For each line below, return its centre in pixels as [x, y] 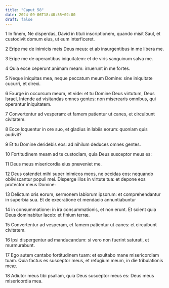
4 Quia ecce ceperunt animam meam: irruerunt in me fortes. [68, 68]
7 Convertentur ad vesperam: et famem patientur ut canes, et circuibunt [80, 114]
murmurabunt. [20, 245]
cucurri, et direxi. [23, 84]
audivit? [13, 135]
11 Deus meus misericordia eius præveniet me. [54, 164]
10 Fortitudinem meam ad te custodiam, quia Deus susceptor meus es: [78, 154]
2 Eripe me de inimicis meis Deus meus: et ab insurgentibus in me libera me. [85, 49]
